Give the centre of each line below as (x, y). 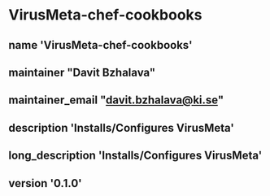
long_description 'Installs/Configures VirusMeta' (135, 156)
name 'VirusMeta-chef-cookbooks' (100, 45)
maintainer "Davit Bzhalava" (82, 72)
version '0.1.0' (46, 183)
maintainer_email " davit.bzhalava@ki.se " (116, 100)
